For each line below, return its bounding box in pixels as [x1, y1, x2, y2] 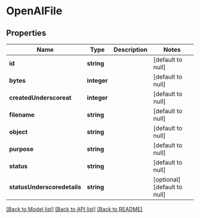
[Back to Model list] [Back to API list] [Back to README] [6, 205, 143, 213]
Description [113, 46, 148, 54]
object [9, 128, 28, 136]
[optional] [153, 176, 181, 183]
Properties [6, 28, 46, 38]
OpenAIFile [6, 4, 62, 18]
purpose [9, 145, 34, 153]
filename [9, 111, 35, 119]
